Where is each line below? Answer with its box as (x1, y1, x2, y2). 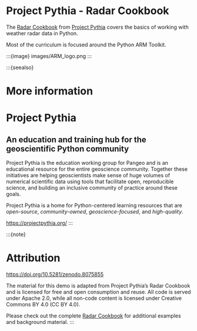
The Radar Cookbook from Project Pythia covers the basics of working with (6, 23, 189, 31)
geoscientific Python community (6, 144, 129, 154)
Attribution (6, 251, 61, 265)
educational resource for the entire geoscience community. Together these (6, 165, 188, 173)
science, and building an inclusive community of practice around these (6, 184, 178, 191)
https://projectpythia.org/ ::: (6, 219, 74, 227)
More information (6, 85, 93, 98)
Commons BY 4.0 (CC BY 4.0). (6, 301, 81, 308)
